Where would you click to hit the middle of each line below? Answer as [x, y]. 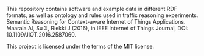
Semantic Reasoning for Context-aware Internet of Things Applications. [96, 22]
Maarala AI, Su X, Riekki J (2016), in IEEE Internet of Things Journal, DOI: [97, 28]
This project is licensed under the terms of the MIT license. [80, 46]
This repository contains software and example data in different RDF [92, 9]
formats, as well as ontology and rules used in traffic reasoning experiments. [102, 15]
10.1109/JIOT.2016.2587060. [41, 35]
